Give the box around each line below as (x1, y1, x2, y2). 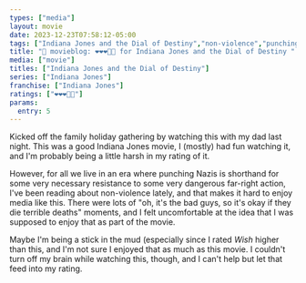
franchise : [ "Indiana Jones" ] (9, 81, 125, 90)
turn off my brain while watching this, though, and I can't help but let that (9, 254, 283, 265)
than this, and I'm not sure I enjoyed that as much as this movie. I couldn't (9, 244, 286, 255)
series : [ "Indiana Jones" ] (9, 73, 112, 82)
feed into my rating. (9, 263, 83, 274)
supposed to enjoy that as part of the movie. (9, 217, 176, 227)
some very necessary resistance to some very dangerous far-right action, (9, 178, 287, 189)
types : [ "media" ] (9, 13, 76, 23)
